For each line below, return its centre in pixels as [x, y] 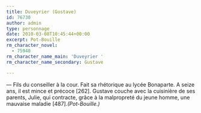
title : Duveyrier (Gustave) [42, 12]
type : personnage [28, 29]
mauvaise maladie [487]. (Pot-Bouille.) [53, 103]
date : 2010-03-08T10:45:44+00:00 [48, 34]
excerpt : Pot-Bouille [33, 40]
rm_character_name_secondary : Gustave [55, 62]
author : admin [24, 23]
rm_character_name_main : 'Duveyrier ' [55, 56]
